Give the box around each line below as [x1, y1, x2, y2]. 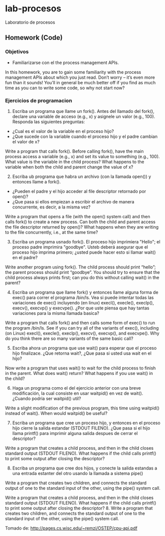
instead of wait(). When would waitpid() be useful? [5, 410, 107, 416]
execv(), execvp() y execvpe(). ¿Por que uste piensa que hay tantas [12, 305, 149, 311]
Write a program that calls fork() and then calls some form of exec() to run [5, 320, 155, 326]
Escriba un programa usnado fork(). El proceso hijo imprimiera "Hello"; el [12, 238, 161, 244]
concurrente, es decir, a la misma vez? [12, 204, 91, 210]
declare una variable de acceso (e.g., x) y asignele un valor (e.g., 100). [12, 113, 155, 119]
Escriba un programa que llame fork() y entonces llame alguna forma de [12, 289, 159, 295]
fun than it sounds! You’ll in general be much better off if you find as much [5, 79, 156, 85]
